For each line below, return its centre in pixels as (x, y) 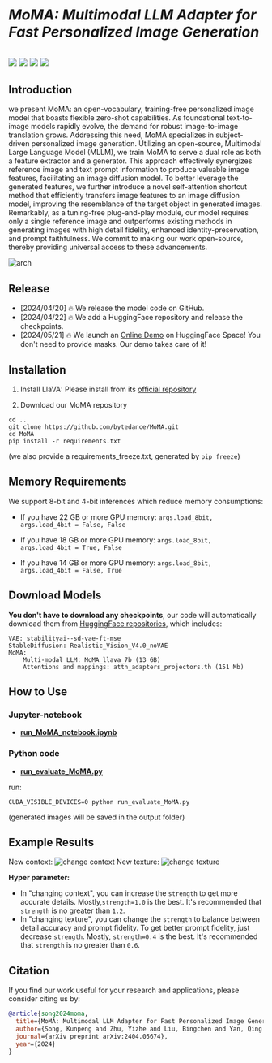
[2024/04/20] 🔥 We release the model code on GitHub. (112, 308)
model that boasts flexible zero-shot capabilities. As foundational (117, 118)
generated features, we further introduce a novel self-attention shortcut (128, 187)
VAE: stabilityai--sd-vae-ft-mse (65, 638)
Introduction (40, 90)
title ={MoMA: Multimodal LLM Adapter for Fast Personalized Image (130, 1022)
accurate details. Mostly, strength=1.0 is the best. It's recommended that (141, 902)
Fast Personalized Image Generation (134, 32)
